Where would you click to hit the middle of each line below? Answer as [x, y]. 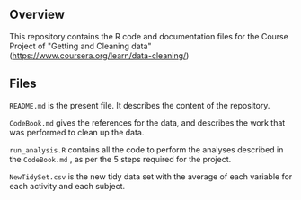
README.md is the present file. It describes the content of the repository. [140, 105]
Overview [37, 15]
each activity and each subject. [67, 186]
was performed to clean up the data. [77, 132]
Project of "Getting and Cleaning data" [80, 46]
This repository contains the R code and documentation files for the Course [149, 36]
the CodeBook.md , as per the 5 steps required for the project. [120, 159]
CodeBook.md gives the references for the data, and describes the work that [147, 122]
